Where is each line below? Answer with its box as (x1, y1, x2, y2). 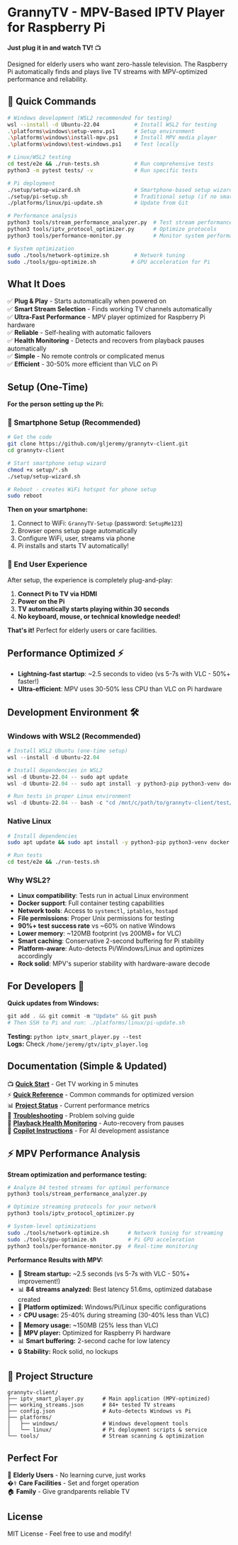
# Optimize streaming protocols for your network (7, 1203, 157, 1211)
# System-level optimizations (7, 1223, 97, 1230)
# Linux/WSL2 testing (7, 154, 72, 161)
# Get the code (7, 434, 52, 441)
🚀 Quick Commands (7, 95, 97, 107)
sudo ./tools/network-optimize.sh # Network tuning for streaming (7, 1229, 223, 1236)
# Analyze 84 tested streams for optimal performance (7, 1184, 170, 1191)
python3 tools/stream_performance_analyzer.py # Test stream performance (7, 219, 233, 226)
